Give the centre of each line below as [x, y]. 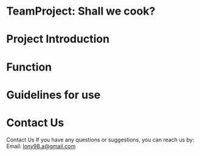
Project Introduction [58, 39]
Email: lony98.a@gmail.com [41, 146]
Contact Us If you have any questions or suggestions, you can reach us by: [100, 140]
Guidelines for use [53, 95]
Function [29, 67]
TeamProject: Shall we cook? [81, 11]
